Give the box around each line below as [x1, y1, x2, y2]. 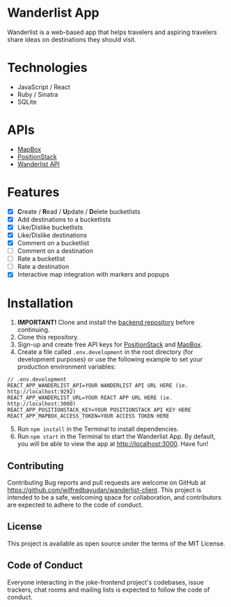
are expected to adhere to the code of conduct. [7, 500, 143, 509]
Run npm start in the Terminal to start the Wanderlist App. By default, [17, 432, 216, 440]
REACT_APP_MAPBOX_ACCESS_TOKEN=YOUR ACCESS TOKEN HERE [7, 413, 170, 420]
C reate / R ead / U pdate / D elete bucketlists [17, 207, 141, 215]
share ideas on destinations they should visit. [7, 35, 137, 43]
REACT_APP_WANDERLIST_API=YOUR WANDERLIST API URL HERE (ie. [7, 382, 189, 390]
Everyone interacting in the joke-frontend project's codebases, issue [7, 578, 204, 586]
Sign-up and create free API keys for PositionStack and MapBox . [17, 340, 203, 349]
